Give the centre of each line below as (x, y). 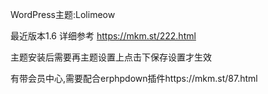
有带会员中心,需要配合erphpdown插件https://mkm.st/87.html (134, 78)
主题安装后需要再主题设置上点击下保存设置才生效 (111, 57)
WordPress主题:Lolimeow (63, 14)
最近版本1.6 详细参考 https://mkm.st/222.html (103, 36)
